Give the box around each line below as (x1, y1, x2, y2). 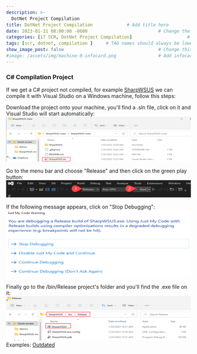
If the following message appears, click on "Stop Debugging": (6, 203, 155, 210)
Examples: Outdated (6, 341, 55, 348)
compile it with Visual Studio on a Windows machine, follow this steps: (6, 93, 176, 100)
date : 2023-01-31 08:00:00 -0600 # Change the (6, 28, 191, 34)
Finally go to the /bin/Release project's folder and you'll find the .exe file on (6, 284, 188, 291)
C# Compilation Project (6, 73, 74, 81)
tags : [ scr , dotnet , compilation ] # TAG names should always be (6, 41, 180, 46)
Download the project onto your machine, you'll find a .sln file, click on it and (6, 104, 191, 111)
